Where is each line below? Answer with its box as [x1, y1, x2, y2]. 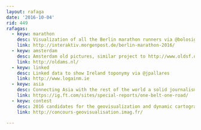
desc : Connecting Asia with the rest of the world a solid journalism [17, 87, 197, 93]
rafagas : [6, 25, 28, 32]
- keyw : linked [11, 64, 50, 71]
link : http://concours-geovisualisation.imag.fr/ [17, 109, 144, 115]
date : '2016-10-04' [6, 14, 55, 20]
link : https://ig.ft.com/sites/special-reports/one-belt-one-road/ [17, 92, 188, 98]
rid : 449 [6, 20, 28, 26]
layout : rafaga [6, 8, 44, 15]
